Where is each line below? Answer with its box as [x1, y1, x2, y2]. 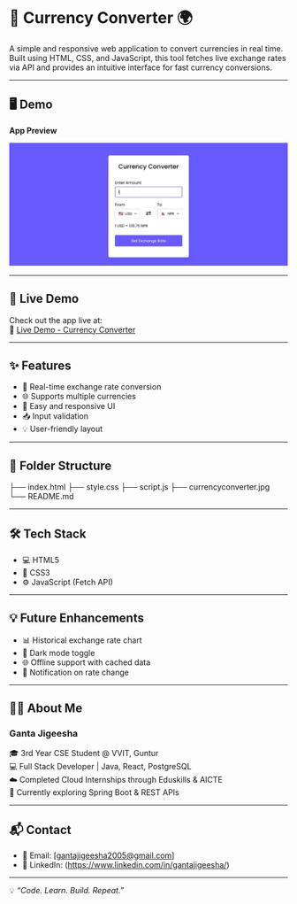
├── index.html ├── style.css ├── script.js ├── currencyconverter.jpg [9, 482, 270, 492]
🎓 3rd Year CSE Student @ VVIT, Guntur [9, 748, 159, 759]
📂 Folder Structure [9, 458, 112, 473]
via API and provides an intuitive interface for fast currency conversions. [9, 62, 272, 73]
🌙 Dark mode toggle [21, 647, 95, 658]
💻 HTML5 [21, 554, 60, 565]
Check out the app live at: [9, 314, 103, 325]
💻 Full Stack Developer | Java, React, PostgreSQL [9, 761, 192, 772]
